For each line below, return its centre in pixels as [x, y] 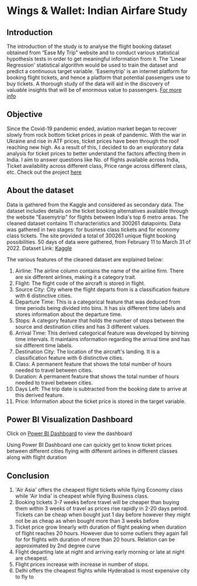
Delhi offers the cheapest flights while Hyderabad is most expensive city [102, 571]
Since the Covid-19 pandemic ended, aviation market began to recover [92, 128]
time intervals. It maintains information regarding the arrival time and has [103, 339]
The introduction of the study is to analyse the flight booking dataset [89, 46]
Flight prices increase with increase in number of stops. [82, 564]
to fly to [24, 577]
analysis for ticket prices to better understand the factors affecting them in [96, 153]
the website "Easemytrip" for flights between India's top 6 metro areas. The [98, 217]
